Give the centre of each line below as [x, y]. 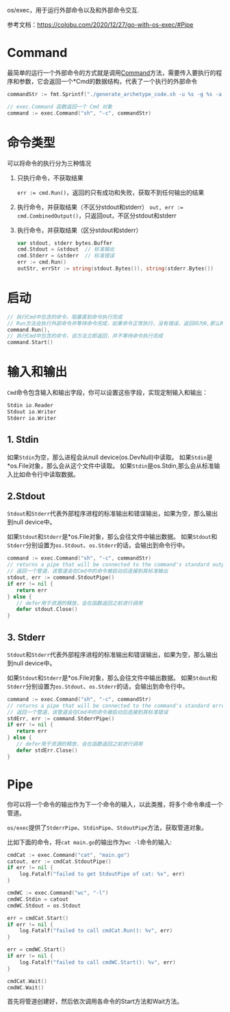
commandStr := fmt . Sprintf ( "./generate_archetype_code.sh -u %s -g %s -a [115, 94]
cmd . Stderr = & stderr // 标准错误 [66, 256]
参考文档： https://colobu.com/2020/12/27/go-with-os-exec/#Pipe [100, 25]
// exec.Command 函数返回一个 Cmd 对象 [60, 106]
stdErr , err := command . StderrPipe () [61, 718]
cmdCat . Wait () [27, 981]
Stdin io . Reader [30, 406]
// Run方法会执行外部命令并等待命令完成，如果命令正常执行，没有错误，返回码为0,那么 [114, 323]
